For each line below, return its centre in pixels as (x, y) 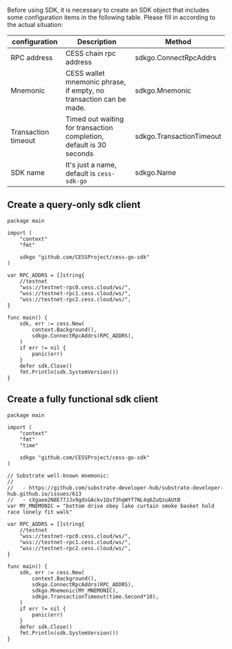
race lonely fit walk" (40, 512)
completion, (85, 136)
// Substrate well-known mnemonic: (58, 476)
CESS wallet (85, 73)
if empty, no (85, 91)
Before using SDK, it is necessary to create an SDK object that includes (108, 10)
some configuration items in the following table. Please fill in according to (112, 17)
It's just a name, (91, 165)
